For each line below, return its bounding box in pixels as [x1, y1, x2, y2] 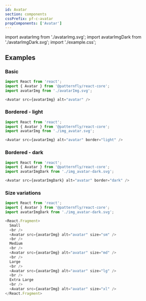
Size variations [5, 189, 41, 196]
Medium [9, 241, 23, 246]
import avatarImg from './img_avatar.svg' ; [5, 129, 95, 134]
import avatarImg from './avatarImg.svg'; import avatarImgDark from [5, 34, 142, 40]
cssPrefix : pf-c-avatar [5, 16, 54, 21]
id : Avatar [5, 7, 27, 12]
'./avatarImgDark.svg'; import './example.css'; [5, 40, 96, 45]
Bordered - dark [5, 149, 44, 156]
